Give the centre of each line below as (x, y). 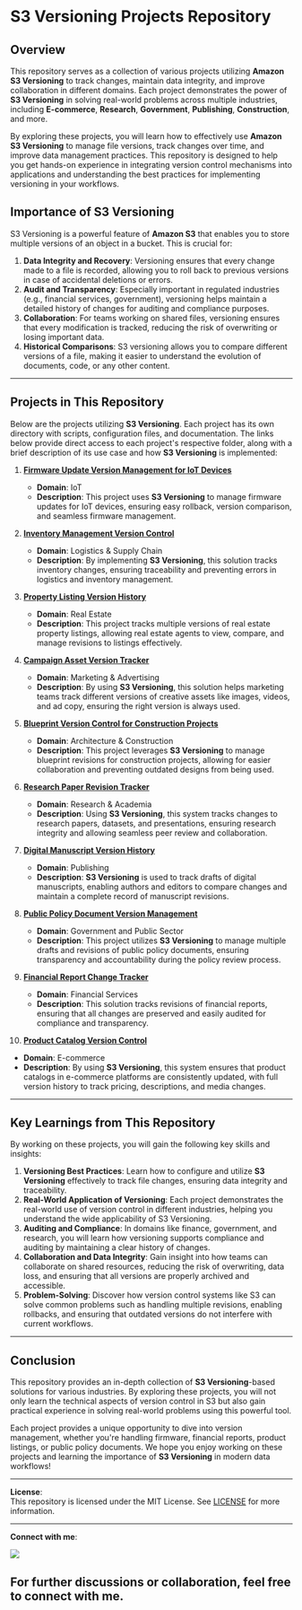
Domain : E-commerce (64, 1057)
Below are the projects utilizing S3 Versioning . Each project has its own (142, 424)
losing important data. (64, 337)
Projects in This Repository (87, 402)
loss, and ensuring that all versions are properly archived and (136, 1276)
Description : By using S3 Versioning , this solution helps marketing (160, 687)
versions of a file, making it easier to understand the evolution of (142, 355)
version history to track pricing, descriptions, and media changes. (144, 1086)
